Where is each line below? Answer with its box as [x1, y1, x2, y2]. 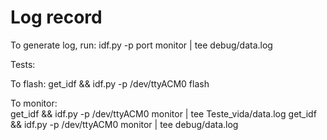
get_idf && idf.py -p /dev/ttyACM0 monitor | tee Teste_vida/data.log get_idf [10, 107, 317, 120]
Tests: [10, 58, 36, 70]
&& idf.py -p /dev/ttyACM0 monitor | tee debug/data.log [10, 118, 239, 130]
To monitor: [10, 97, 58, 109]
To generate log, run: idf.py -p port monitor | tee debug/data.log [10, 39, 273, 51]
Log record [10, 6, 103, 29]
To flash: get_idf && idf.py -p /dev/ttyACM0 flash [10, 77, 210, 90]
